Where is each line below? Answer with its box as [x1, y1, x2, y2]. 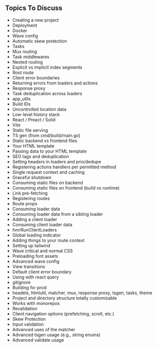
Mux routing [12, 48, 37, 54]
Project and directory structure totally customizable [12, 295, 117, 301]
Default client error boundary [12, 269, 72, 274]
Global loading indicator [12, 232, 61, 238]
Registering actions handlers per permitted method [12, 164, 117, 170]
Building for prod [12, 284, 47, 290]
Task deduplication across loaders [12, 90, 82, 96]
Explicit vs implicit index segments [12, 64, 82, 70]
